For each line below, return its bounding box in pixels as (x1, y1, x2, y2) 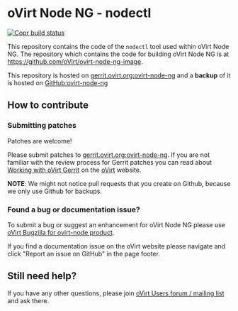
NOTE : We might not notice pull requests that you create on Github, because (7, 179, 231, 187)
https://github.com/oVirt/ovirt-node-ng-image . (7, 57, 143, 65)
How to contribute (7, 99, 89, 111)
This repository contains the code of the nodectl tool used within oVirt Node (7, 42, 229, 50)
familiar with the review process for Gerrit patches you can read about (7, 158, 212, 166)
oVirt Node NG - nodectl (7, 5, 152, 21)
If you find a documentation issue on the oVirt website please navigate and (7, 241, 225, 250)
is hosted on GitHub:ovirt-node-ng (7, 78, 108, 87)
